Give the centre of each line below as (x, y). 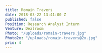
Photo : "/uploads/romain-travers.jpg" (46, 33)
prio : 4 (13, 43)
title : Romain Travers (29, 10)
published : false (23, 19)
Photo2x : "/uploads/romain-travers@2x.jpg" (52, 38)
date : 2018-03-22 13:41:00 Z (36, 15)
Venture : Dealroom (24, 29)
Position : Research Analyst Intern (42, 24)
